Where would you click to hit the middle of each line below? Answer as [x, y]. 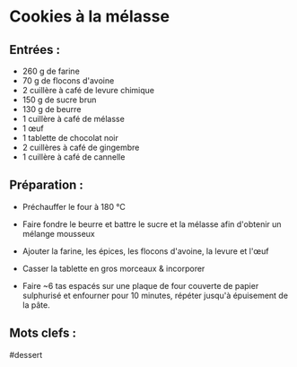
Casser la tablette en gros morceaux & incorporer [114, 268]
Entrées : [35, 50]
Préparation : [46, 185]
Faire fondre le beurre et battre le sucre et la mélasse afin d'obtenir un [152, 224]
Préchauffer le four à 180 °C [74, 206]
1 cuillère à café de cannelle [74, 157]
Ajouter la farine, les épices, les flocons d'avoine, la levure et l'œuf [145, 251]
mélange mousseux [59, 233]
